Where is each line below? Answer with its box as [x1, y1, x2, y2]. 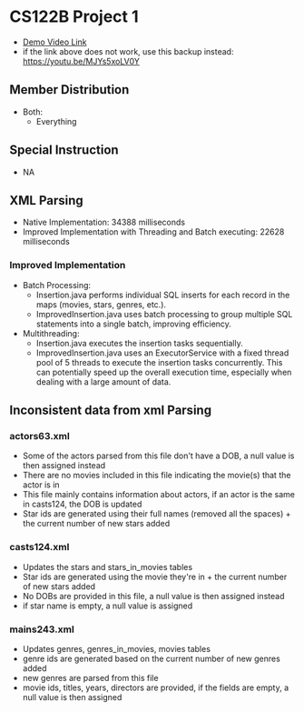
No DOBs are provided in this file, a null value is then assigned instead [22, 590, 285, 601]
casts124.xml [9, 541, 70, 554]
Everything [35, 115, 77, 126]
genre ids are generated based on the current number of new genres [22, 653, 281, 664]
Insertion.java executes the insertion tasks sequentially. [35, 337, 243, 348]
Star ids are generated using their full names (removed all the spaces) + [22, 508, 292, 519]
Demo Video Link [22, 36, 88, 47]
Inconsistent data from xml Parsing [9, 403, 211, 418]
